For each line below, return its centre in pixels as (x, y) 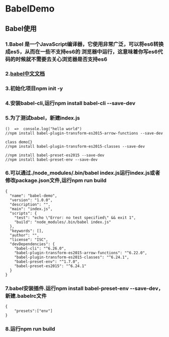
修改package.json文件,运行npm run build (56, 180)
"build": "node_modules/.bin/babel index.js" (63, 222)
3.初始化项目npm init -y (34, 88)
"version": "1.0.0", (31, 200)
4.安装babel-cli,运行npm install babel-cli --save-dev (70, 103)
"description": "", (30, 204)
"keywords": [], (27, 231)
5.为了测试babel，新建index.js (43, 118)
